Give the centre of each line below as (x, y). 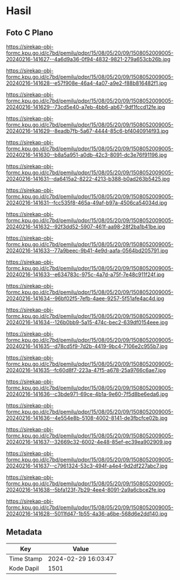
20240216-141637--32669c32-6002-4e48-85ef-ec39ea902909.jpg (89, 442)
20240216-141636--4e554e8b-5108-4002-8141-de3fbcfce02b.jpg (87, 418)
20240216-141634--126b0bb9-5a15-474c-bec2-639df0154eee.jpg (87, 322)
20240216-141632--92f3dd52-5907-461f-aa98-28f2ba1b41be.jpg (86, 227)
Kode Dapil (24, 568)
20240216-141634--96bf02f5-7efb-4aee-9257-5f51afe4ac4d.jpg (85, 298)
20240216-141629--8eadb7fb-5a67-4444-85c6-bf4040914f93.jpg (87, 131)
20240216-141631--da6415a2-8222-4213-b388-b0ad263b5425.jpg (88, 179)
